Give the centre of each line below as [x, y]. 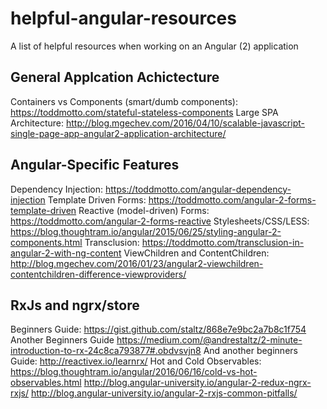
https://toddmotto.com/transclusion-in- [223, 242]
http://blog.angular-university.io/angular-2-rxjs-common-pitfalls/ [164, 393]
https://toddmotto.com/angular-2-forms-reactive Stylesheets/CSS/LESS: [160, 221]
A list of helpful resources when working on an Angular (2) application [154, 46]
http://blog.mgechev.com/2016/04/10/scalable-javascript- [185, 123]
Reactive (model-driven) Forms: [144, 210]
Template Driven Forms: [97, 199]
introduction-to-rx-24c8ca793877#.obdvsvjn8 [106, 351]
